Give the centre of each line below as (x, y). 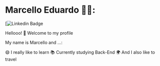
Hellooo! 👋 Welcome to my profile (39, 33)
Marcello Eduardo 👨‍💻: (50, 10)
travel (11, 59)
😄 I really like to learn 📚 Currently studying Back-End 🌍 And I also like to (80, 52)
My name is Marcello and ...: (34, 42)
